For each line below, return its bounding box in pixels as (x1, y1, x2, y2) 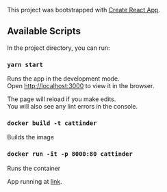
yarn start (7, 61, 43, 68)
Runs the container (7, 164, 61, 172)
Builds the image (7, 133, 55, 141)
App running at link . (7, 177, 63, 185)
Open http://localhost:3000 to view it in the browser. (7, 82, 155, 90)
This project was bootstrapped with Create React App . (7, 6, 161, 14)
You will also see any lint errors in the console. (7, 102, 138, 111)
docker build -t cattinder (7, 120, 97, 127)
